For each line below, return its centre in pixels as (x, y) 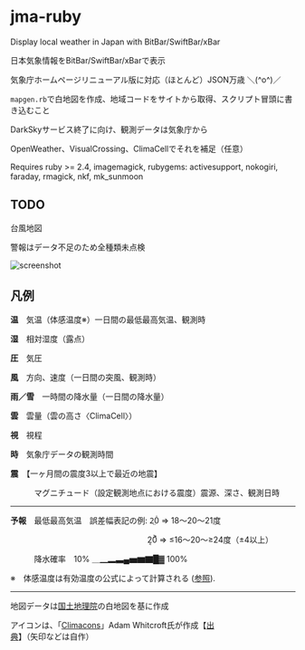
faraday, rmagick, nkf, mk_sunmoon (77, 176)
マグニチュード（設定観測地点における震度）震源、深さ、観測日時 (157, 492)
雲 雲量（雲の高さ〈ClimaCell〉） (74, 416)
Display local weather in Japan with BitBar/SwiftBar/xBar (115, 42)
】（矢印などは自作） (56, 636)
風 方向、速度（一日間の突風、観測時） (86, 377)
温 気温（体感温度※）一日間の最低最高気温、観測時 (108, 320)
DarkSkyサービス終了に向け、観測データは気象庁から (109, 129)
